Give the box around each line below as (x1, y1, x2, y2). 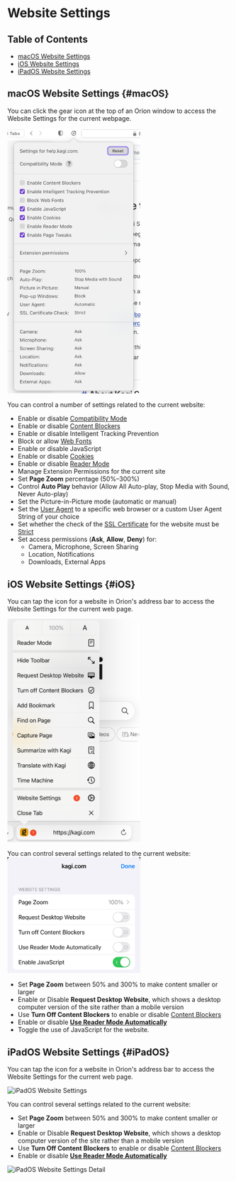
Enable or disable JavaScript (17, 445, 101, 453)
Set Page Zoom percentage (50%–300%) (17, 474, 140, 484)
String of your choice (17, 513, 80, 521)
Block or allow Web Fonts (17, 437, 92, 445)
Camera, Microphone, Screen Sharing (28, 543, 139, 551)
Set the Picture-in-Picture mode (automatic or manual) (17, 497, 177, 506)
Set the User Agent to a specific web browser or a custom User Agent (17, 505, 222, 513)
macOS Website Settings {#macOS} (7, 87, 169, 100)
